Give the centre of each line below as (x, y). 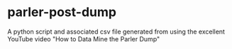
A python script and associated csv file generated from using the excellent (116, 31)
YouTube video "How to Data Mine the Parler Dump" (84, 38)
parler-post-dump (62, 12)
